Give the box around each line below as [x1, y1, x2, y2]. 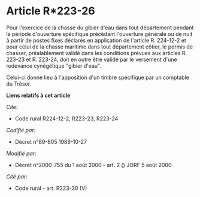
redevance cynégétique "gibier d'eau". [6, 62, 102, 69]
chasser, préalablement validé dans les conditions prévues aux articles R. [6, 49, 187, 56]
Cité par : [6, 172, 28, 180]
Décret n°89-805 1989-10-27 [14, 138, 87, 145]
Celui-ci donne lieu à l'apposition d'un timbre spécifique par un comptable [6, 74, 190, 81]
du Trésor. [6, 80, 32, 87]
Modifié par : [6, 150, 37, 157]
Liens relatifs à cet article [6, 92, 71, 99]
